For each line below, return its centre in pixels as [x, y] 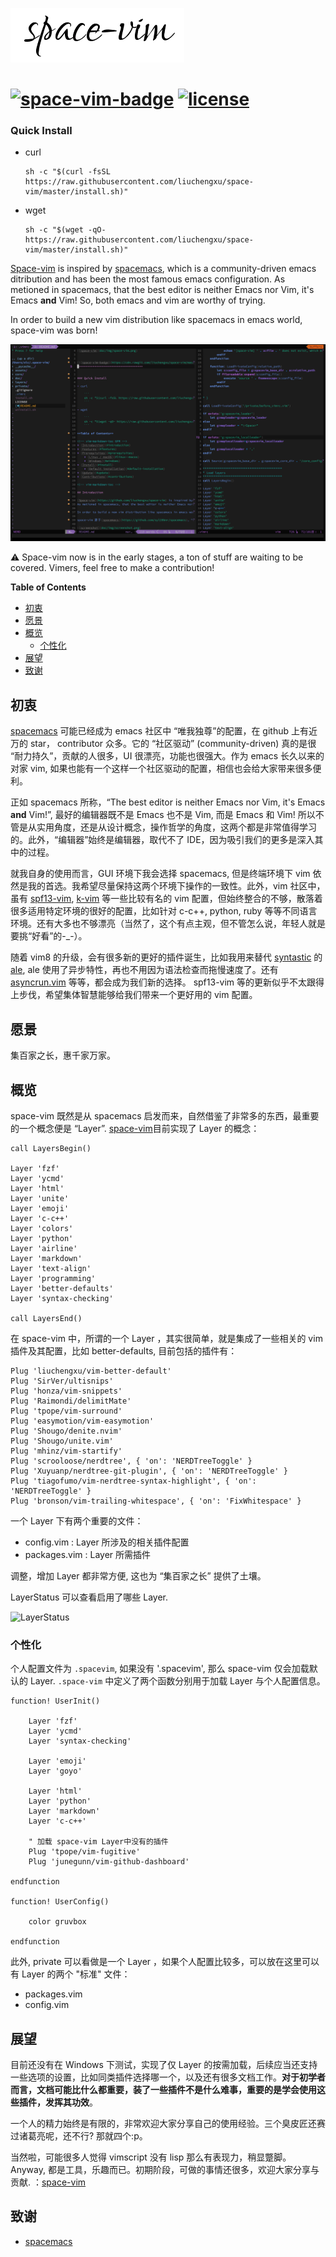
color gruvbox [57, 1922]
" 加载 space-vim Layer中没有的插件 [98, 1842]
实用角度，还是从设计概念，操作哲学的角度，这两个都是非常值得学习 [176, 827]
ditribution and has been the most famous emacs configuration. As [148, 279]
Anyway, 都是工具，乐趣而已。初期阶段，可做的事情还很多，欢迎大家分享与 [165, 2170]
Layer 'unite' [40, 1198]
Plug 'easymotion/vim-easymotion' [82, 1421]
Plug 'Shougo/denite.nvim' [66, 1431]
